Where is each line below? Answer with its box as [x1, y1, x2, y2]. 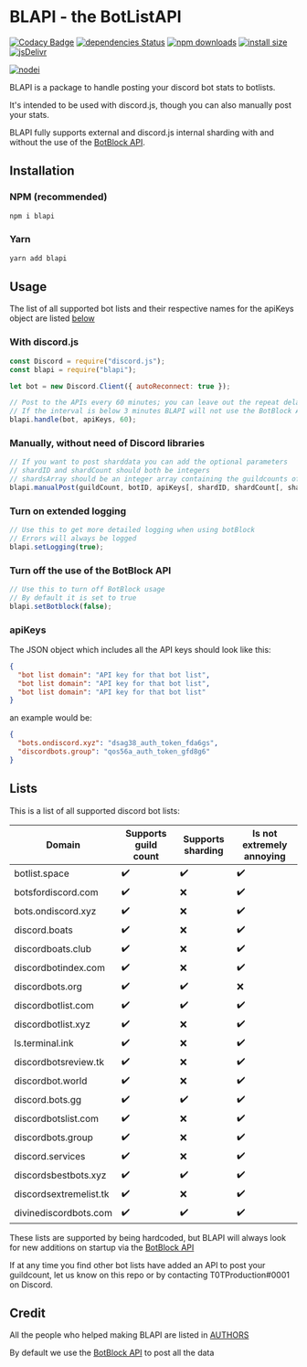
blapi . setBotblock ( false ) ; [9, 602, 112, 611]
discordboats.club [14, 943, 92, 956]
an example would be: [9, 712, 93, 723]
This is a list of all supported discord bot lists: [9, 805, 180, 816]
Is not [252, 827, 278, 839]
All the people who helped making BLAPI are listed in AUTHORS [9, 1330, 249, 1340]
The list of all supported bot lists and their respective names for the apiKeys [9, 304, 294, 315]
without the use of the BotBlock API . [9, 136, 146, 147]
